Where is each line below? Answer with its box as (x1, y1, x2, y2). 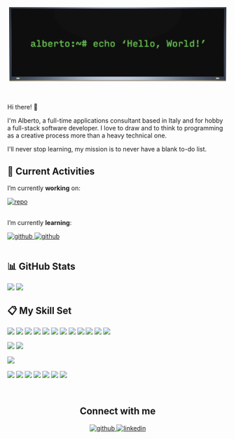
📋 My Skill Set (7, 305, 72, 317)
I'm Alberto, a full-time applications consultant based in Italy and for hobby (7, 116, 223, 125)
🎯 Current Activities (7, 165, 95, 177)
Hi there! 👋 (7, 103, 39, 112)
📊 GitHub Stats (7, 261, 76, 273)
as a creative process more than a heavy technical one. (7, 131, 167, 140)
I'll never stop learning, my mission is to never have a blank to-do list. (7, 145, 207, 154)
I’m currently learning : (7, 219, 72, 227)
